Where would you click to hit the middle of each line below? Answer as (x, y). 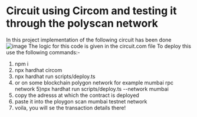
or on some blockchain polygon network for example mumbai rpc (94, 82)
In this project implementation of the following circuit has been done (89, 40)
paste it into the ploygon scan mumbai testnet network (81, 101)
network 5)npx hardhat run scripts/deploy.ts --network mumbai (92, 89)
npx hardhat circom (38, 70)
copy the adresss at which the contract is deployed (77, 95)
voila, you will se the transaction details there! (70, 108)
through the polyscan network (82, 23)
